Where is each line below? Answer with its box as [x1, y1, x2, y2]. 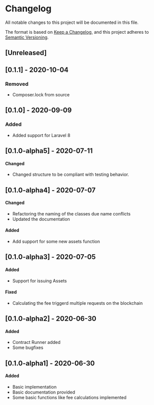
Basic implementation [12, 384, 57, 390]
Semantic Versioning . [5, 34, 49, 40]
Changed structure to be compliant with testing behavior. [12, 172, 129, 178]
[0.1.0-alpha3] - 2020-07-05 [5, 253, 96, 261]
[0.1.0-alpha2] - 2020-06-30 [5, 315, 97, 323]
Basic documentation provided [12, 389, 76, 395]
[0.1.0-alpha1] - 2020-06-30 [5, 359, 95, 367]
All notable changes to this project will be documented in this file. [5, 19, 139, 25]
